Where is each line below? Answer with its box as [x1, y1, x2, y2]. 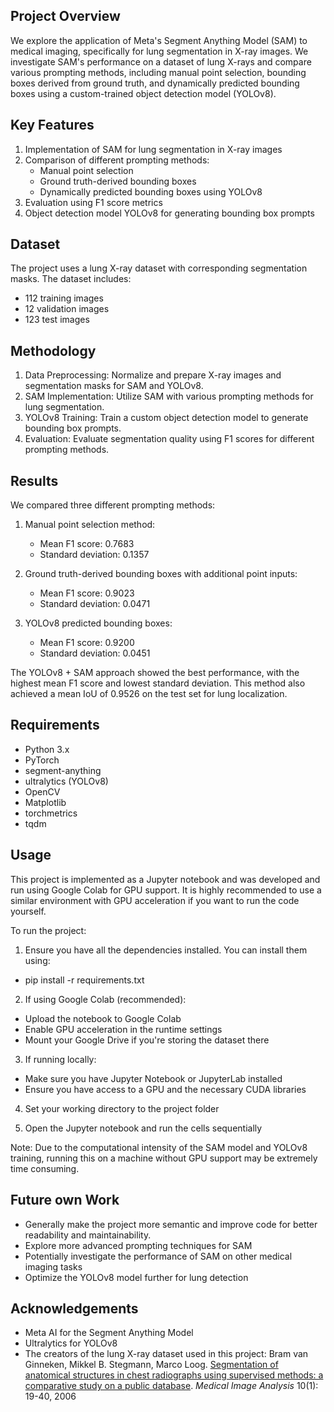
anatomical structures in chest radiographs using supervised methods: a [24, 1369, 324, 1381]
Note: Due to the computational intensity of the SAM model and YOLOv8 [10, 1141, 308, 1153]
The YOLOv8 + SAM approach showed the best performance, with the [10, 667, 300, 679]
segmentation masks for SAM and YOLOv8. [24, 380, 204, 392]
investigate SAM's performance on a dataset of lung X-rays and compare [10, 55, 312, 68]
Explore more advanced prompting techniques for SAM [24, 1239, 253, 1251]
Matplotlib [24, 796, 67, 808]
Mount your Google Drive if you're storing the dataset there [24, 1034, 270, 1046]
